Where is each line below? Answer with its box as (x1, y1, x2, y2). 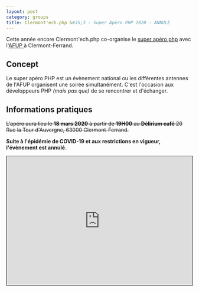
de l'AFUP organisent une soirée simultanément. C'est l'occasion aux (6, 81, 174, 88)
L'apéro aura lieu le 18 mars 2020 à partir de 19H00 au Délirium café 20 (6, 120, 183, 127)
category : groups (6, 14, 49, 20)
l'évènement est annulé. (6, 144, 67, 151)
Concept (6, 59, 39, 69)
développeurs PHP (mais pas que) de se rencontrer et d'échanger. (6, 87, 168, 94)
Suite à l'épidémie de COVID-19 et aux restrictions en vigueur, (6, 138, 161, 145)
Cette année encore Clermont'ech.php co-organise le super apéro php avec (6, 36, 191, 43)
